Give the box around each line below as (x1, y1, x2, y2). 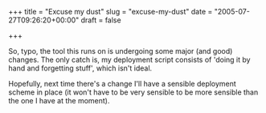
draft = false (80, 15, 122, 25)
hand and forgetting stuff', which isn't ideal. (8, 63, 153, 73)
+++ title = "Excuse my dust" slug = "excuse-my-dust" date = (8, 7, 213, 16)
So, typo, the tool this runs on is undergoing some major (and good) (8, 46, 233, 55)
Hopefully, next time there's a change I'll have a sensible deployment (8, 79, 237, 88)
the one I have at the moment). (8, 96, 110, 105)
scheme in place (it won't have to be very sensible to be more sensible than (8, 87, 259, 97)
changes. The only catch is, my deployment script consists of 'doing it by (8, 55, 251, 64)
